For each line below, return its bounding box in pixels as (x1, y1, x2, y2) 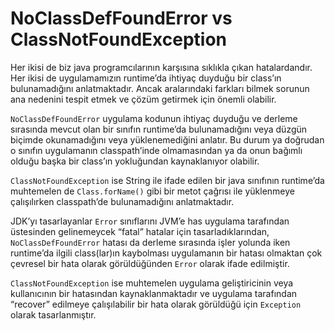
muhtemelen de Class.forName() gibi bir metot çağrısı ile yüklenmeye (10, 185, 295, 197)
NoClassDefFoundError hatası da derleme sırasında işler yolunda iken (10, 236, 291, 248)
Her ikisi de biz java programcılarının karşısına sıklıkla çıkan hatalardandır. (10, 61, 313, 73)
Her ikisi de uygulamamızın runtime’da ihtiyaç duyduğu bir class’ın (10, 72, 282, 84)
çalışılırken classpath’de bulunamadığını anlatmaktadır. (10, 195, 235, 207)
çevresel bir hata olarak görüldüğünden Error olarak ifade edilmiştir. (10, 257, 290, 269)
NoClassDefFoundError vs (10, 7, 233, 30)
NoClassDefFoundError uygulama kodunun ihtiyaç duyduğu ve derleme (10, 112, 298, 124)
